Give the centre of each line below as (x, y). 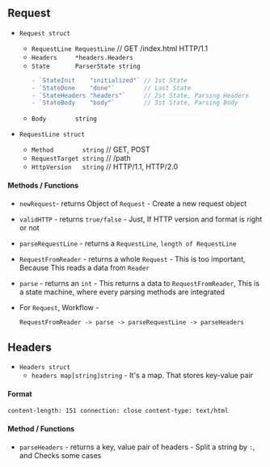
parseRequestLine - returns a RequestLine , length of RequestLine (128, 243)
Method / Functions (41, 429)
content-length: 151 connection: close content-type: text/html (118, 411)
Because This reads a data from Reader (84, 267)
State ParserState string (86, 66)
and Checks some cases (60, 455)
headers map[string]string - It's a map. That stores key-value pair (142, 376)
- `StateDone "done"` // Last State (111, 88)
